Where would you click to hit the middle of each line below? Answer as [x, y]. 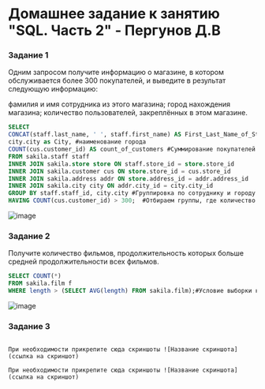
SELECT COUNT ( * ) [35, 276]
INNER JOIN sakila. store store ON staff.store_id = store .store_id [121, 164]
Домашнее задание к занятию [114, 14]
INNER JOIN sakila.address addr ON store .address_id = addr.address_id [128, 178]
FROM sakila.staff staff [49, 156]
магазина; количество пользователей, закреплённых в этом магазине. [128, 113]
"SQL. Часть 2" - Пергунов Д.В [114, 30]
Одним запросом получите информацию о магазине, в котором [116, 73]
